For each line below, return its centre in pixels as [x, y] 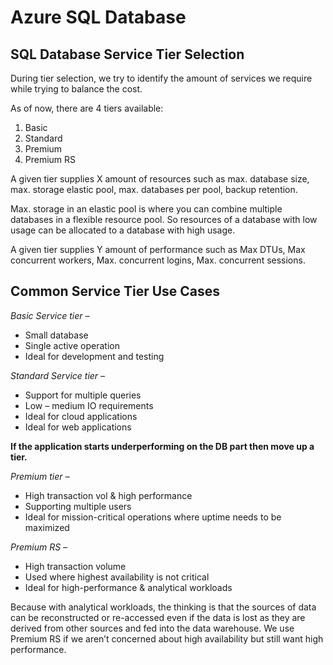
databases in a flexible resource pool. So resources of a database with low [164, 219]
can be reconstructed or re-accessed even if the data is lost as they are [158, 617]
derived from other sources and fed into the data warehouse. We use [152, 628]
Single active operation [72, 345]
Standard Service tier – [58, 375]
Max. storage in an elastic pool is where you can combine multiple [146, 209]
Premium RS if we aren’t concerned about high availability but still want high [167, 638]
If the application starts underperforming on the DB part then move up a [162, 446]
